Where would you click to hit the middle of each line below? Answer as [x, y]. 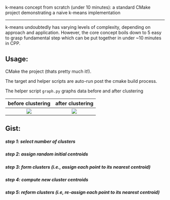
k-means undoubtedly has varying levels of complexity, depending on [78, 27]
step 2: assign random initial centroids [47, 154]
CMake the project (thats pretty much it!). [48, 71]
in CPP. [13, 43]
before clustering [29, 103]
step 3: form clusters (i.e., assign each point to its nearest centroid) [78, 167]
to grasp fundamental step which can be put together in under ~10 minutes [83, 38]
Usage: [17, 59]
